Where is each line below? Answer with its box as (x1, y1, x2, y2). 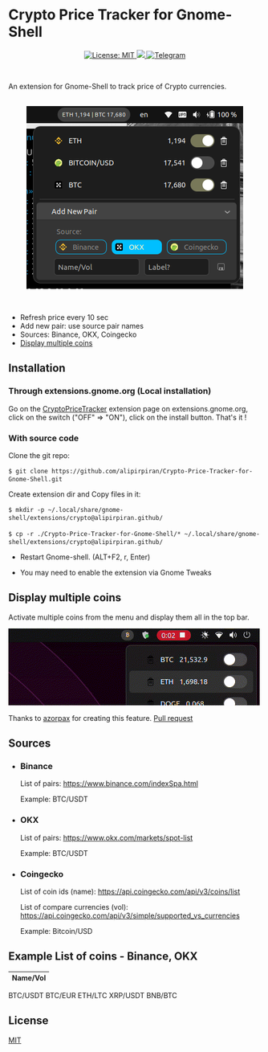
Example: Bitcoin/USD (19, 927, 93, 936)
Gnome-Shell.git (8, 475, 63, 483)
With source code (8, 432, 79, 444)
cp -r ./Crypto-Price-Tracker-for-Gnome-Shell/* (15, 530, 181, 538)
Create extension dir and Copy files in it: (8, 489, 141, 499)
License (8, 1014, 49, 1028)
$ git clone (8, 467, 48, 475)
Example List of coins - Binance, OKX (8, 950, 198, 964)
